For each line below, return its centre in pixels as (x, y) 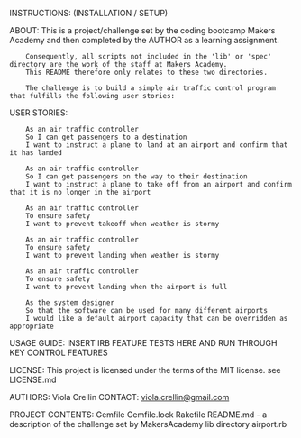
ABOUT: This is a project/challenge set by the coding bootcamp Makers (142, 30)
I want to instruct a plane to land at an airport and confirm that (157, 145)
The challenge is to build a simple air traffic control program (151, 88)
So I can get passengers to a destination (106, 137)
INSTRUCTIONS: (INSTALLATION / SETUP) (89, 13)
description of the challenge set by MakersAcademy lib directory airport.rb (148, 424)
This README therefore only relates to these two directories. (147, 72)
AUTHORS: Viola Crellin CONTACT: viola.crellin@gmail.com (119, 397)
